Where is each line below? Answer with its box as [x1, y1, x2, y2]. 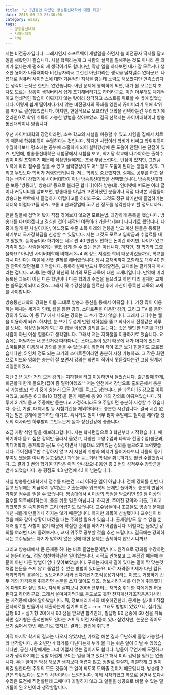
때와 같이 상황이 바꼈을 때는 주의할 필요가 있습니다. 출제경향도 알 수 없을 [14, 516, 157, 522]
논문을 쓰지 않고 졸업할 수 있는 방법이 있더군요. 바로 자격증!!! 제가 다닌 [14, 565, 152, 571]
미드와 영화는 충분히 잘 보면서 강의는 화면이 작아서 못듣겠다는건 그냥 [14, 356, 149, 363]
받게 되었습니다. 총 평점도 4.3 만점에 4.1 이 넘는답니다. [5, 467, 112, 474]
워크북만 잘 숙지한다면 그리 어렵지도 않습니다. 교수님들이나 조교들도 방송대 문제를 [5, 504, 165, 510]
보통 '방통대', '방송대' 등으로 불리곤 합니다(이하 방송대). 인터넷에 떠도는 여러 [10, 182, 160, 188]
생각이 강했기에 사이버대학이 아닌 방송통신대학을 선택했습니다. [14, 176, 137, 182]
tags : [5, 21, 17, 27]
